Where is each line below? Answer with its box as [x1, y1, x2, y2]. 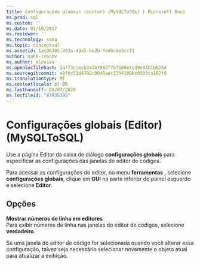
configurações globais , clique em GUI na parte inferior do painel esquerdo [6, 175, 191, 182]
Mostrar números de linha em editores [6, 215, 103, 222]
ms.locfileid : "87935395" [6, 92, 70, 98]
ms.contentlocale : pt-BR [6, 82, 68, 88]
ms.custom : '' [6, 20, 42, 26]
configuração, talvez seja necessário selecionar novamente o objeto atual [6, 245, 188, 252]
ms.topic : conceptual [6, 43, 60, 49]
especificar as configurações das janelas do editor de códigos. [6, 157, 161, 164]
